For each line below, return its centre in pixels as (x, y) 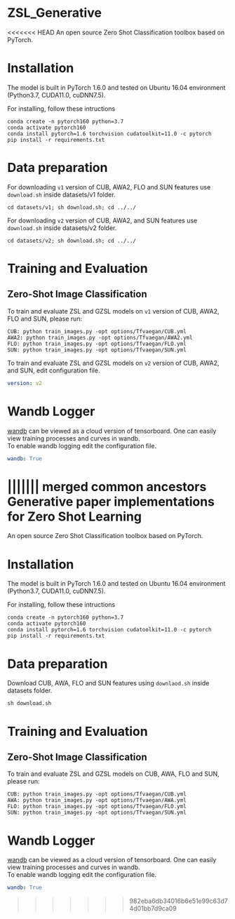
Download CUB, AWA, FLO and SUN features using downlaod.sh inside (108, 683)
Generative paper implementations (111, 501)
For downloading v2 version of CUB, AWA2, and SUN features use (102, 220)
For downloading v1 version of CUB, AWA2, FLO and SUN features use (109, 187)
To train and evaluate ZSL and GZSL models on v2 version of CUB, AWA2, (113, 363)
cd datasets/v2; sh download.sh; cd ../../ (72, 241)
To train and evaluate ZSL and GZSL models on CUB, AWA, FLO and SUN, (113, 774)
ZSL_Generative (54, 13)
